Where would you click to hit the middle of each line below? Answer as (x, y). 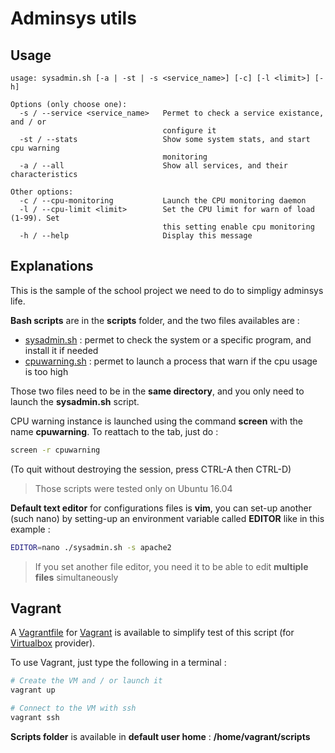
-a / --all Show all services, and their (153, 166)
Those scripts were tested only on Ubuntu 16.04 (133, 488)
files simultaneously (76, 577)
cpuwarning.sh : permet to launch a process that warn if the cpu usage (171, 361)
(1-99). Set (35, 218)
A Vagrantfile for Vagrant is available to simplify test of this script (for (152, 633)
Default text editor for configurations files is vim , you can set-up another (161, 508)
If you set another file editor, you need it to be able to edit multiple (171, 566)
